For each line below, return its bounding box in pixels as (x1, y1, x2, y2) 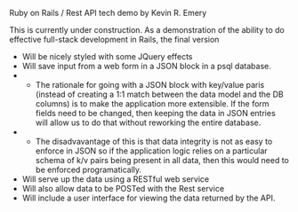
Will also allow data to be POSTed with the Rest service (21, 184, 225, 193)
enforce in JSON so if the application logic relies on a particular (35, 145, 269, 156)
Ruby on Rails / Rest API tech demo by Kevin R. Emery (9, 8, 207, 18)
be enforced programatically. (35, 164, 142, 175)
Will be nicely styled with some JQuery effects (21, 51, 193, 61)
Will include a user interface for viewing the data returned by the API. (21, 192, 276, 203)
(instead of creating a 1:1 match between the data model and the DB (35, 89, 284, 99)
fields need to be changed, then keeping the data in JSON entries (35, 108, 276, 118)
